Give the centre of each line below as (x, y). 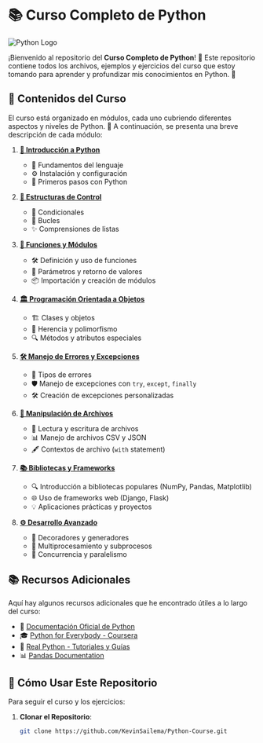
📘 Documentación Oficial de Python (77, 626)
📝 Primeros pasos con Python (79, 181)
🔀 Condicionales (58, 212)
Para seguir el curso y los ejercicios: (67, 702)
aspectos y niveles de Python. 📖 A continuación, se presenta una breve (123, 126)
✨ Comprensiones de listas (75, 229)
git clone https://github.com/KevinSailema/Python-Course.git (123, 731)
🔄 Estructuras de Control (60, 196)
